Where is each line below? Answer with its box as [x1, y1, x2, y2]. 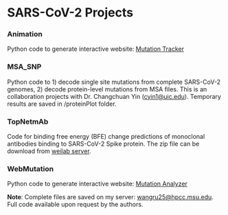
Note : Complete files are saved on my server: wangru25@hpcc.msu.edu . [7, 193, 214, 201]
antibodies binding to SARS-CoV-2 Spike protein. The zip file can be [7, 139, 200, 148]
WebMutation [7, 164, 54, 173]
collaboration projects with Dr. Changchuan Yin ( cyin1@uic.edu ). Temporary [7, 92, 222, 100]
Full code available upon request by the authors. [7, 201, 144, 209]
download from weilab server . [7, 147, 91, 155]
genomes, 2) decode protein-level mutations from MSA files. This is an [7, 84, 207, 93]
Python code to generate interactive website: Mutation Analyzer [7, 180, 187, 188]
